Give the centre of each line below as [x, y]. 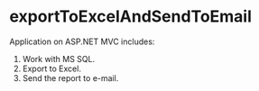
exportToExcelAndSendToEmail [131, 17]
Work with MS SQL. [59, 59]
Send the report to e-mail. [70, 77]
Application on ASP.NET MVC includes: [82, 41]
